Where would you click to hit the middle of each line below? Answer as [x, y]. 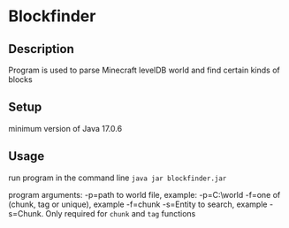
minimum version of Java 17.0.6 [65, 128]
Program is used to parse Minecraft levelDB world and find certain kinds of [144, 70]
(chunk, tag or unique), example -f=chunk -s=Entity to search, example [138, 204]
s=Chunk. [26, 213]
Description [41, 49]
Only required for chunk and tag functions [121, 213]
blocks [20, 80]
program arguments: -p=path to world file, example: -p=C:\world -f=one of [144, 194]
